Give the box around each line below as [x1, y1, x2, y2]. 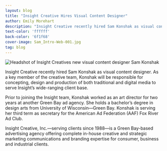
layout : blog [5, 8, 32, 13]
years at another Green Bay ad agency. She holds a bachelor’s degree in [5, 100, 153, 106]
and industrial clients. [5, 141, 49, 147]
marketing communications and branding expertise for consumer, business [5, 136, 159, 142]
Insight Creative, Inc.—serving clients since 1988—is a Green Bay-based [5, 125, 154, 131]
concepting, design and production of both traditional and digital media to [5, 79, 156, 85]
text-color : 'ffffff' [5, 29, 50, 34]
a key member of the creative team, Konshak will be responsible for [5, 74, 143, 80]
